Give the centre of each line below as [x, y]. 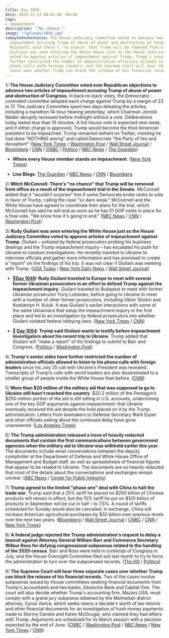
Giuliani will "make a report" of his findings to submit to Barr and [79, 341]
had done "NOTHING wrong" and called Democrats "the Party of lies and [81, 138]
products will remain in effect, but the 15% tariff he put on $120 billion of [80, 498]
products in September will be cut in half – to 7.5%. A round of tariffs [76, 504]
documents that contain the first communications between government [82, 440]
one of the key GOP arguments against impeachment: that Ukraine [74, 404]
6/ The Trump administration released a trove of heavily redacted [75, 435]
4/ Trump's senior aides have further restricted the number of [71, 357]
